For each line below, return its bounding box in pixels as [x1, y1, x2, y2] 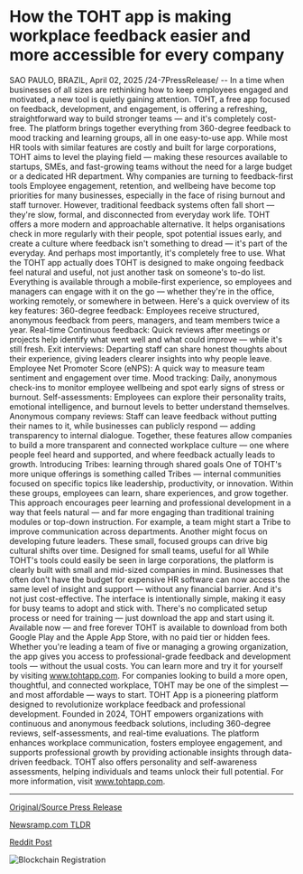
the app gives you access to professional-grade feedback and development [9, 651, 291, 662]
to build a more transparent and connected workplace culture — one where [9, 439, 289, 450]
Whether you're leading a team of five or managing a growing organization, [9, 641, 289, 652]
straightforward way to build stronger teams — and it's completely [9, 113, 255, 124]
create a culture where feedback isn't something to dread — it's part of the [9, 238, 288, 249]
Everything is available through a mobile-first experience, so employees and [9, 276, 292, 287]
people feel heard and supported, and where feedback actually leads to [9, 449, 276, 460]
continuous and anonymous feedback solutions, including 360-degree [9, 718, 271, 728]
